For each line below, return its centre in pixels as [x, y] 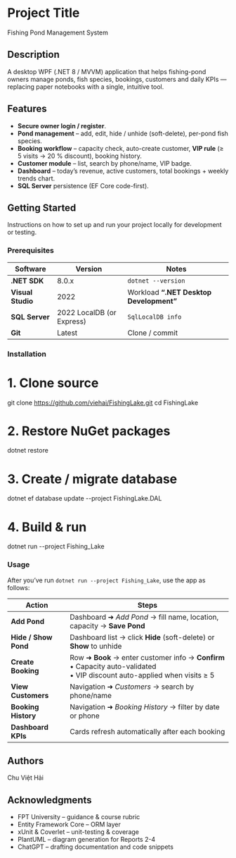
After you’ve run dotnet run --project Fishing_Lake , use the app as [106, 580]
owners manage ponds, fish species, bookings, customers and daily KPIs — [117, 79]
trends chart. [36, 178]
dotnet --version [156, 281]
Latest [67, 333]
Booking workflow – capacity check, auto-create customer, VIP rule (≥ [120, 148]
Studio [22, 301]
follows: [19, 587]
